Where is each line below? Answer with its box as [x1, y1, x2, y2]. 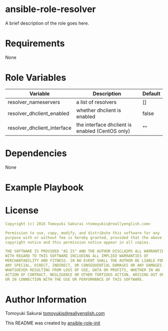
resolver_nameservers [7, 98, 60, 105]
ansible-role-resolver [5, 4, 96, 15]
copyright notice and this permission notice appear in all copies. [5, 240, 151, 245]
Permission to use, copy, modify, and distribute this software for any [5, 230, 160, 236]
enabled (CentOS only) [76, 127, 130, 134]
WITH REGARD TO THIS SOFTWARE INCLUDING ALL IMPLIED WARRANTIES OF [5, 254, 149, 259]
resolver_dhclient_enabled [7, 109, 69, 117]
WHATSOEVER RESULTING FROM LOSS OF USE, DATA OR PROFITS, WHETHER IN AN [5, 267, 160, 272]
